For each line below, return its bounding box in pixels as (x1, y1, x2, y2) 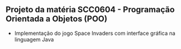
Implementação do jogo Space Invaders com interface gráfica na (14, 30, 176, 37)
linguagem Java (14, 35, 54, 43)
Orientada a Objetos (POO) (5, 14, 108, 24)
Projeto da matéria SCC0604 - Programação (5, 5, 175, 15)
